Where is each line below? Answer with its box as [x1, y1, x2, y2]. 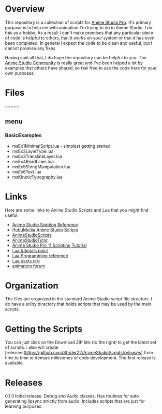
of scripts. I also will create [5, 345, 59, 350]
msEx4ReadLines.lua [12, 158, 54, 164]
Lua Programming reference [12, 253, 69, 259]
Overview [5, 3, 45, 15]
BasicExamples [5, 132, 42, 139]
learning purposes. [5, 403, 43, 409]
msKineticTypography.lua [12, 174, 63, 180]
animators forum [12, 263, 45, 269]
